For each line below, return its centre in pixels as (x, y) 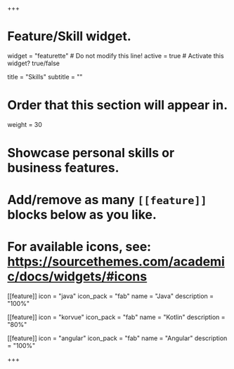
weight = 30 (25, 124)
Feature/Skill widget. (69, 36)
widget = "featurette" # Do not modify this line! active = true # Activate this (116, 55)
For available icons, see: (79, 247)
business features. (63, 168)
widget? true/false (33, 63)
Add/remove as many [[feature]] (107, 200)
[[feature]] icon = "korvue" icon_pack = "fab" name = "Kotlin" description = (117, 317)
